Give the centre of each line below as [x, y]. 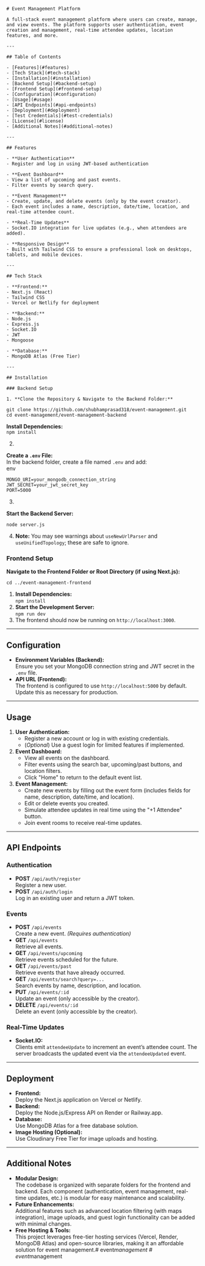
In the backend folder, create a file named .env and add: [77, 462]
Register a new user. [41, 885]
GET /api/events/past [43, 966]
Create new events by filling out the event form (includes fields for [107, 790]
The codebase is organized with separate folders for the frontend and [103, 1185]
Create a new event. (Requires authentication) [73, 933]
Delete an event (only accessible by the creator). [76, 1011]
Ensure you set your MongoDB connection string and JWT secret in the [105, 667]
